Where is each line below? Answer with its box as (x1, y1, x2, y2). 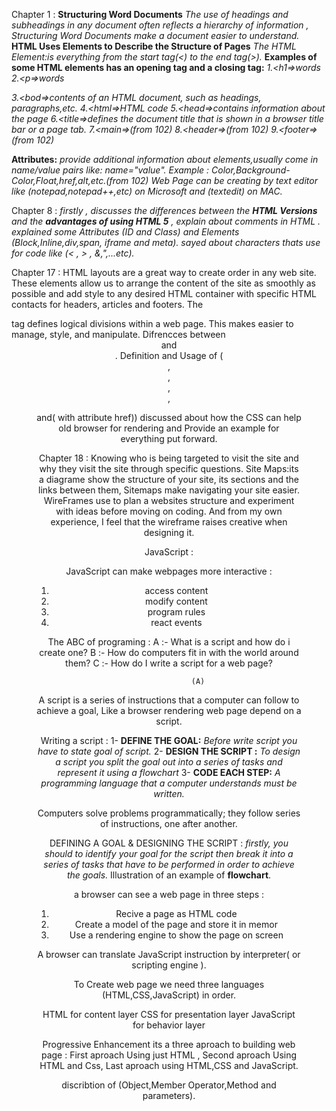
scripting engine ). (131, 959, 207, 971)
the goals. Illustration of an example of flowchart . (66, 869, 272, 881)
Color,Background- (211, 164, 291, 176)
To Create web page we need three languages (73, 979, 265, 990)
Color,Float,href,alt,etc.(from (11, 175, 129, 186)
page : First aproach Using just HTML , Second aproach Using (40, 1049, 298, 1061)
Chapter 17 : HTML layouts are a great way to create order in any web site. (11, 267, 317, 278)
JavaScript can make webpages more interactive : (65, 565, 273, 577)
